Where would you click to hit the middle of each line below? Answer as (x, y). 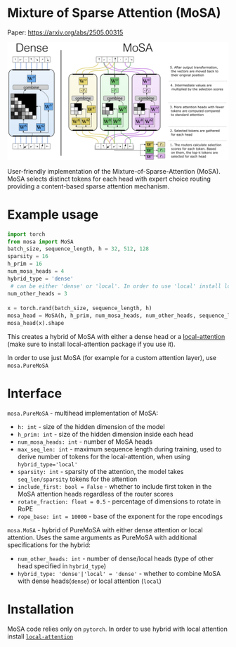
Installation (41, 609)
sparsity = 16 (28, 257)
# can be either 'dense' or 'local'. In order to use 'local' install (116, 286)
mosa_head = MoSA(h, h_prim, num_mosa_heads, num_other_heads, (102, 316)
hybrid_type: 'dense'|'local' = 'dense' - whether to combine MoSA (119, 573)
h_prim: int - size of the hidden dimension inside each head (105, 434)
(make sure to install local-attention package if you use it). (91, 344)
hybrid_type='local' (47, 465)
